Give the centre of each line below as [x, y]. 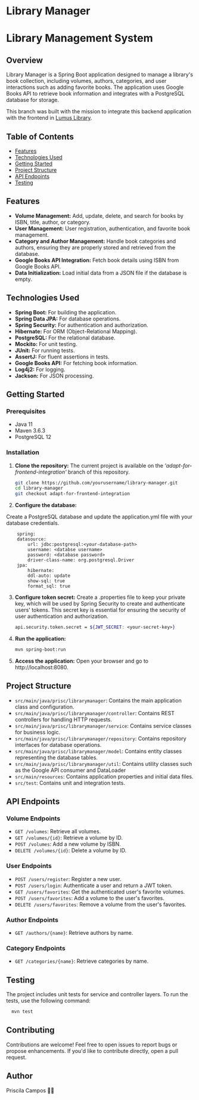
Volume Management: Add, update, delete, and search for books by [99, 215]
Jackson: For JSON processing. [54, 376]
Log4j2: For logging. [40, 369]
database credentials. [33, 523]
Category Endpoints [36, 948]
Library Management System [80, 38]
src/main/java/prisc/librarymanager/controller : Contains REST [94, 713]
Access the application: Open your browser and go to [82, 661]
